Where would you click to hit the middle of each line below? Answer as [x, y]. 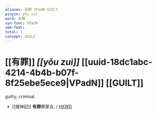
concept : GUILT [20, 37]
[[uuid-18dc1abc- [117, 62]
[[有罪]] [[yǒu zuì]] [42, 62]
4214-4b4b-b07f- [42, 73]
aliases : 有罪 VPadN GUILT [31, 9]
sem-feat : [15, 28]
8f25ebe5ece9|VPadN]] [55, 83]
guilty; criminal [20, 96]
